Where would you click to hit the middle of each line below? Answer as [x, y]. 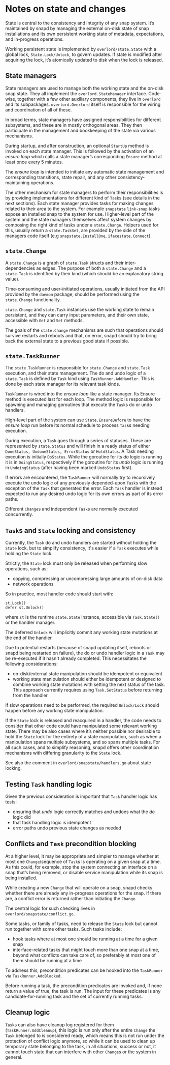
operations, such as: [27, 569]
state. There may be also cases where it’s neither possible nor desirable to [83, 731]
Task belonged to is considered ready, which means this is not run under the [85, 1035]
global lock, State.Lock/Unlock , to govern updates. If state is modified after [84, 54]
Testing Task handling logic [49, 784]
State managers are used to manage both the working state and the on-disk [84, 88]
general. [14, 1057]
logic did [22, 817]
